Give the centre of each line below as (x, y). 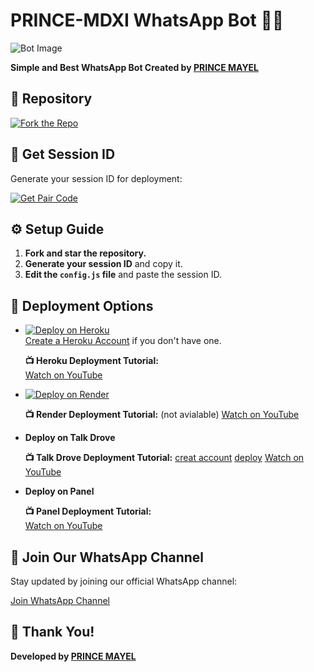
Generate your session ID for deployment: (96, 178)
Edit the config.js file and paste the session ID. (123, 275)
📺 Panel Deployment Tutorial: (88, 511)
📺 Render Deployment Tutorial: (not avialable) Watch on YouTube (162, 415)
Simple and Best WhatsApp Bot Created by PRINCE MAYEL (135, 67)
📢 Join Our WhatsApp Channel (107, 557)
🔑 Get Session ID (63, 154)
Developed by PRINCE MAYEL (73, 656)
